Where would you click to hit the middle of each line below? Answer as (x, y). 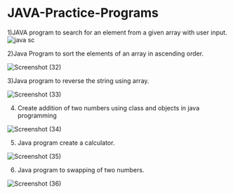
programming (37, 115)
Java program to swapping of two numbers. (81, 169)
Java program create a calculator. (66, 143)
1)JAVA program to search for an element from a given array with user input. (117, 32)
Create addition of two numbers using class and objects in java (108, 108)
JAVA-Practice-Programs (83, 13)
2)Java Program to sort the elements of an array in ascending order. (106, 53)
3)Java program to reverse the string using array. (78, 80)
